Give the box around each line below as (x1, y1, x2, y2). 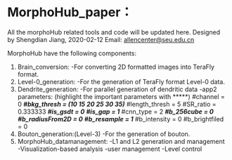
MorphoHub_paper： (7, 4, 134, 20)
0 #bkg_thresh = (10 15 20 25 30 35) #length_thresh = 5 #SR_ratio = (17, 100, 217, 108)
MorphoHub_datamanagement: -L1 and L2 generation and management (17, 137, 225, 145)
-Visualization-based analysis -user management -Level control (17, 145, 202, 153)
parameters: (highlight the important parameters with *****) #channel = (17, 92, 225, 100)
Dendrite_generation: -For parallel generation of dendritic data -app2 (17, 85, 217, 93)
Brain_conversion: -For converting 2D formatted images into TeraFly (17, 62, 215, 71)
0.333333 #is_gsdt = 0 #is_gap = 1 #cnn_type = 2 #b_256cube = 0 (17, 107, 214, 116)
